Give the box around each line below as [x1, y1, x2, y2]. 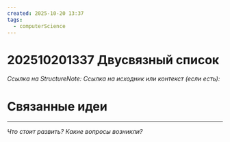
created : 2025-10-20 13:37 [7, 10, 84, 17]
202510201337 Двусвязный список [7, 52, 220, 68]
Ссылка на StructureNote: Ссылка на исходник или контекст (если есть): [7, 74, 220, 83]
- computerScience [13, 23, 66, 29]
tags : [7, 16, 23, 23]
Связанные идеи [7, 98, 107, 114]
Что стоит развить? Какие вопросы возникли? [7, 128, 143, 136]
